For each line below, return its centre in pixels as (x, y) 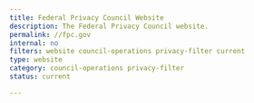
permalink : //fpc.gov (50, 34)
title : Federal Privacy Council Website (87, 18)
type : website (36, 60)
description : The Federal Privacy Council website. (109, 26)
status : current (40, 77)
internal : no (34, 43)
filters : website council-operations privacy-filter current (127, 51)
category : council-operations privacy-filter (97, 69)
